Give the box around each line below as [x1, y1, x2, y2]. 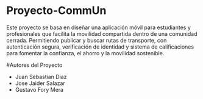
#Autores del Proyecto [6, 61, 63, 69]
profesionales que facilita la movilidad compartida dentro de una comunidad [6, 30, 198, 37]
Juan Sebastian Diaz [15, 73, 67, 80]
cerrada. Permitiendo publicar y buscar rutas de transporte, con [6, 36, 167, 44]
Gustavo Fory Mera [15, 86, 64, 93]
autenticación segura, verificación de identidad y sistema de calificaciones [6, 43, 194, 50]
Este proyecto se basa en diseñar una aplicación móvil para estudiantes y [6, 24, 191, 31]
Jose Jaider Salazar [15, 80, 65, 87]
